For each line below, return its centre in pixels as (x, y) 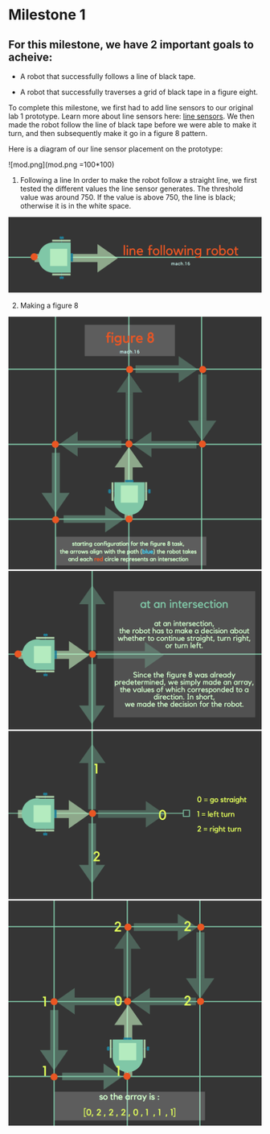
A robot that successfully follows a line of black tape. (108, 77)
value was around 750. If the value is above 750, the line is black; (128, 197)
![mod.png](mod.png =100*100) (61, 164)
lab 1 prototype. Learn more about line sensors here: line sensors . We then (131, 116)
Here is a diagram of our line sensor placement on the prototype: (116, 149)
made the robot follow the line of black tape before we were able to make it (133, 125)
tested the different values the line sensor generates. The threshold (131, 188)
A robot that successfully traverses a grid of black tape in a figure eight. (139, 92)
